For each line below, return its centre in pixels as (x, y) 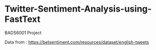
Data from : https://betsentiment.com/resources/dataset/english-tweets (77, 42)
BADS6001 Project (23, 33)
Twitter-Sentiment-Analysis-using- (78, 9)
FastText (22, 19)
